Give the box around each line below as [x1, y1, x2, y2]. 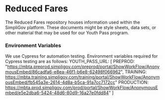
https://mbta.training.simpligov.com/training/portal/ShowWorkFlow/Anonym [5, 74, 160, 80]
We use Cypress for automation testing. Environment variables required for [5, 53, 158, 59]
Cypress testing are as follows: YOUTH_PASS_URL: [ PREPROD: [5, 59, 135, 65]
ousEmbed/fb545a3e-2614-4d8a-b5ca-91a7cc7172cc [5, 79, 115, 85]
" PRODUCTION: [114, 79, 149, 85]
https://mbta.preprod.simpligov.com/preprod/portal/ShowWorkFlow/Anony [7, 64, 160, 69]
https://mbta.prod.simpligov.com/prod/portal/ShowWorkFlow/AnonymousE [5, 85, 159, 91]
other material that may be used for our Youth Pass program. [5, 30, 129, 35]
